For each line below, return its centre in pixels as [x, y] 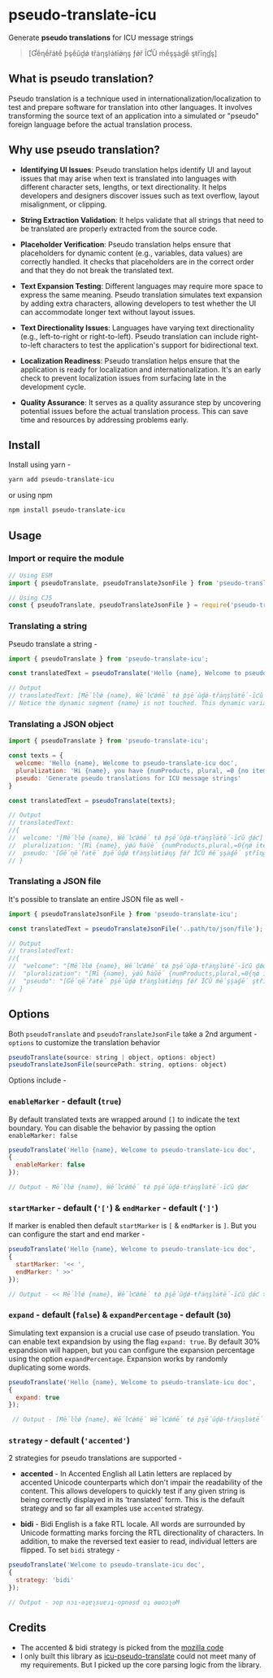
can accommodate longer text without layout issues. [108, 312]
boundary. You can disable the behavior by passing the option [112, 1127]
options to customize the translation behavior [84, 1042]
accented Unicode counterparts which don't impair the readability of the [141, 1483]
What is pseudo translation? [81, 79]
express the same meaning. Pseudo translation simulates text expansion [141, 294]
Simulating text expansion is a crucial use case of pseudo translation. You [132, 1332]
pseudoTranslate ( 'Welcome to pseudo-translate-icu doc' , [107, 1565]
